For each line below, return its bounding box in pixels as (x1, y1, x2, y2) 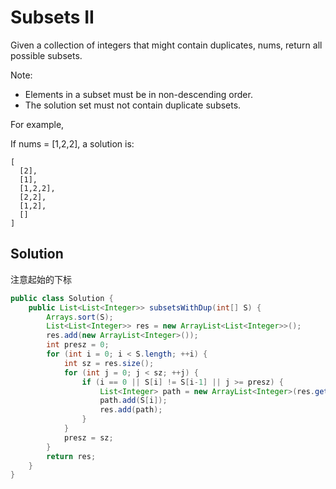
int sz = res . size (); (63, 358, 155, 368)
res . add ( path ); (99, 405, 163, 415)
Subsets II (10, 6, 95, 29)
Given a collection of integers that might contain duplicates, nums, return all (10, 39, 323, 51)
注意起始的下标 (10, 273, 72, 285)
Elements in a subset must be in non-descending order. (24, 88, 253, 100)
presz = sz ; (63, 432, 114, 443)
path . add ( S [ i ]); (99, 396, 168, 406)
